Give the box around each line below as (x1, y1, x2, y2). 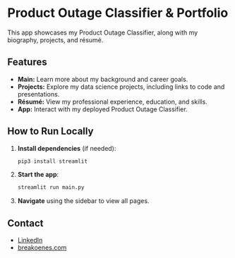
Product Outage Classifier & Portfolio (7, 5, 229, 21)
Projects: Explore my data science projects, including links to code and (17, 82, 225, 91)
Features (7, 56, 47, 68)
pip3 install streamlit (17, 157, 88, 165)
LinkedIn (17, 236, 43, 245)
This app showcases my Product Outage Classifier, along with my (7, 28, 198, 37)
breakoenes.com (17, 243, 67, 252)
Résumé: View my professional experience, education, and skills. (17, 97, 208, 106)
